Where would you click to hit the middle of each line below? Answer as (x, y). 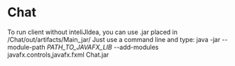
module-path (26, 47)
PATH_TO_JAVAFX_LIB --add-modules (103, 47)
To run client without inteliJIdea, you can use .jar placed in (92, 32)
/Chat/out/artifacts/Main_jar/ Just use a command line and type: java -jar (114, 39)
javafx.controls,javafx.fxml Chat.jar (58, 55)
